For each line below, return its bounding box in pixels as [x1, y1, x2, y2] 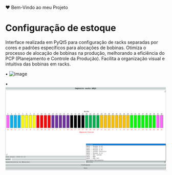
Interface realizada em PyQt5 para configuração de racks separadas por [5, 39, 158, 45]
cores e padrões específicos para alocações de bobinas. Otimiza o [5, 45, 146, 51]
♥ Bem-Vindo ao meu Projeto [5, 5, 68, 10]
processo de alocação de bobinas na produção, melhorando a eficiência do [5, 50, 165, 56]
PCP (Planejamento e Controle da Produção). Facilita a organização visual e [5, 55, 165, 61]
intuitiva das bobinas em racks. [5, 61, 71, 67]
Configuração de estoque [5, 23, 116, 34]
